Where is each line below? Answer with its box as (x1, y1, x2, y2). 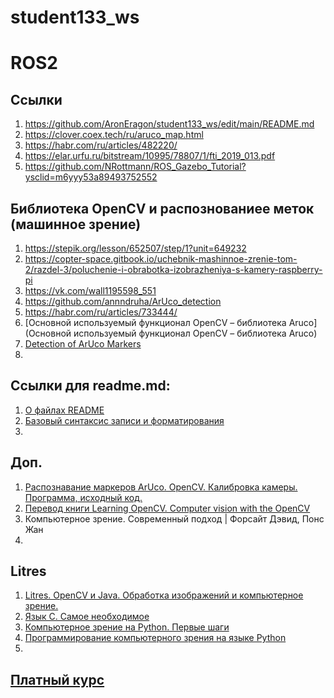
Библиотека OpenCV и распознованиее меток (10, 200, 315, 217)
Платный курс (10, 671, 105, 688)
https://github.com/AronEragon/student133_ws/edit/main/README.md (24, 118, 315, 130)
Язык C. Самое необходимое (24, 611, 150, 623)
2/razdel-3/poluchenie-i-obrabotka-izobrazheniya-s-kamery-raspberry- (24, 264, 323, 275)
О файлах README (24, 404, 105, 416)
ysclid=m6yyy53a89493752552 (24, 171, 158, 183)
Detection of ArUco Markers (24, 338, 142, 350)
